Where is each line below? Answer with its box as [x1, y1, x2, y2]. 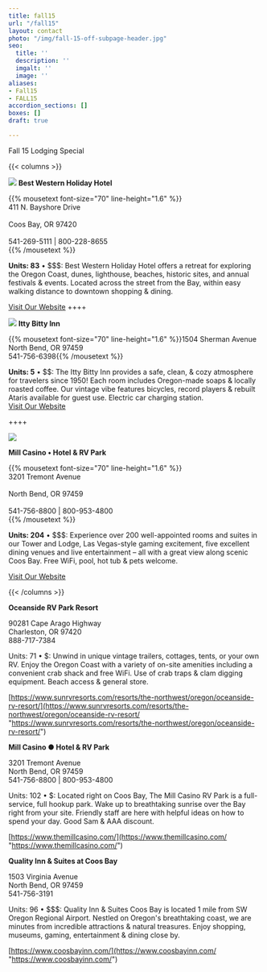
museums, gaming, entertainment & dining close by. [8, 930, 181, 940]
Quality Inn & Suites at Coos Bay [8, 856, 118, 866]
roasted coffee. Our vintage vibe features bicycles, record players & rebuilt [8, 384, 256, 393]
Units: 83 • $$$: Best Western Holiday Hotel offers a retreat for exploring [8, 260, 252, 270]
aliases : [8, 79, 38, 87]
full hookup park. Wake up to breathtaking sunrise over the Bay [36, 799, 246, 808]
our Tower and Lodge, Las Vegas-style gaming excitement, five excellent [8, 538, 250, 548]
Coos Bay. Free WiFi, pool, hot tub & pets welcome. [8, 555, 179, 565]
